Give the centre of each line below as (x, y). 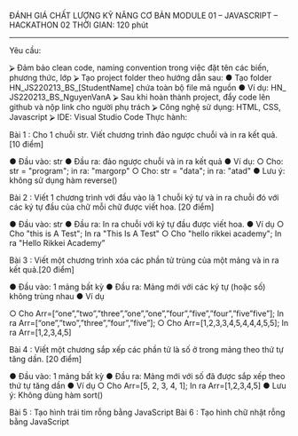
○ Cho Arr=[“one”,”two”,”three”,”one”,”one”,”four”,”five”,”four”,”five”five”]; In (146, 313)
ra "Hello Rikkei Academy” (57, 243)
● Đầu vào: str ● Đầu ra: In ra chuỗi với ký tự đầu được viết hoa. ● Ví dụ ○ (147, 224)
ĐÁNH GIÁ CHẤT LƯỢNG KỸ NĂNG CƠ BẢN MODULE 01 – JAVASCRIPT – (143, 16)
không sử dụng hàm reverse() (63, 180)
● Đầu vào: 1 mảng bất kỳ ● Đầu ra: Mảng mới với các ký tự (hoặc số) (137, 287)
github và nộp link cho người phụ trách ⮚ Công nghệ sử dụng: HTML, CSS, (145, 107)
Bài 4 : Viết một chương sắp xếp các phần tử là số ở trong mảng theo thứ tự (146, 349)
